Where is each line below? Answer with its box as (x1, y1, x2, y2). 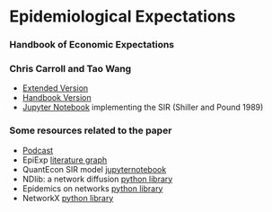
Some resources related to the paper (9, 124, 172, 137)
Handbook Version (22, 93, 92, 103)
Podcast (22, 145, 54, 155)
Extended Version (22, 83, 89, 93)
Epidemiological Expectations (9, 6, 236, 27)
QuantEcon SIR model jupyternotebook (22, 163, 167, 174)
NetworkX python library (22, 192, 114, 203)
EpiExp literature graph (22, 155, 108, 165)
